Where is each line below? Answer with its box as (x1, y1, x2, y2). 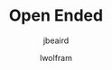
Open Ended (8, 5, 104, 26)
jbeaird (42, 35, 70, 46)
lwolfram (39, 52, 73, 63)
